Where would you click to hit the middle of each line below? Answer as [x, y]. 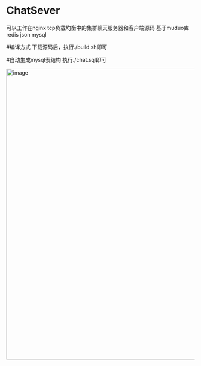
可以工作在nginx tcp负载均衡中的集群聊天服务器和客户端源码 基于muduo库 [98, 28]
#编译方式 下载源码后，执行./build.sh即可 [57, 47]
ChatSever [33, 11]
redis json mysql [26, 34]
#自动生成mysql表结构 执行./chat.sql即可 [56, 59]
